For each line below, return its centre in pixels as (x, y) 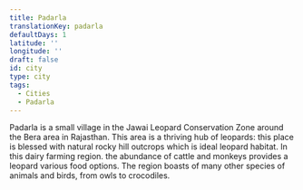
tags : (20, 85)
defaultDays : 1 (38, 34)
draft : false (34, 60)
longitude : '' (36, 52)
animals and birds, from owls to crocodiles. (90, 176)
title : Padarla (38, 18)
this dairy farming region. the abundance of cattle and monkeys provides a (149, 157)
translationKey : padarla (56, 26)
